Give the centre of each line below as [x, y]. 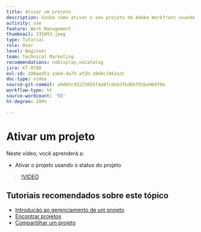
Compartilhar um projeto [45, 223]
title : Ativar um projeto [39, 12]
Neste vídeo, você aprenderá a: [45, 153]
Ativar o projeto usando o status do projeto [68, 165]
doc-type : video [26, 79]
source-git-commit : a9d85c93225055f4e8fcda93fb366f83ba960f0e [86, 85]
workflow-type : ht [29, 90]
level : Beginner [26, 51]
